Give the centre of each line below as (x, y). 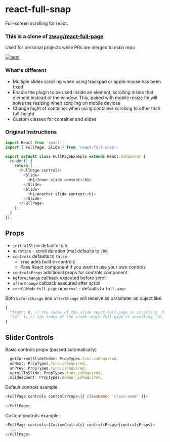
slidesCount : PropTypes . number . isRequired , (56, 378)
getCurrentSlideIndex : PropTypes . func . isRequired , (64, 359)
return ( (24, 166)
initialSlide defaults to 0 (40, 245)
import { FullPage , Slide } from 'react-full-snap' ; (62, 147)
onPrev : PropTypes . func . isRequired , (48, 368)
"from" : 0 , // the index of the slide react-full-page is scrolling (83, 312)
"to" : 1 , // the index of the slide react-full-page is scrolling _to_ (87, 317)
